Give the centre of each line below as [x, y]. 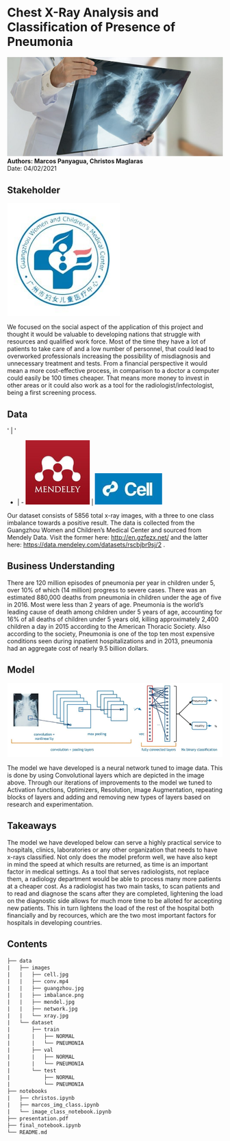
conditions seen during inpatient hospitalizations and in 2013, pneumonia [110, 641]
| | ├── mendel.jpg [41, 1002]
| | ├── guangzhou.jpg [46, 988]
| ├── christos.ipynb [41, 1098]
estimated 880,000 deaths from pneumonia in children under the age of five [114, 597]
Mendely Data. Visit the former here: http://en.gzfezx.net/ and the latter [108, 537]
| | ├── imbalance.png [46, 995]
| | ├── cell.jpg [38, 974]
